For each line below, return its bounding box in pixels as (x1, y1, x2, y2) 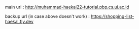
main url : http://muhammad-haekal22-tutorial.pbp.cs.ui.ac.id (5, 4, 130, 10)
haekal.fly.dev (5, 19, 34, 24)
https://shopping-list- (90, 14, 135, 19)
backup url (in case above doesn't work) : (5, 14, 90, 19)
